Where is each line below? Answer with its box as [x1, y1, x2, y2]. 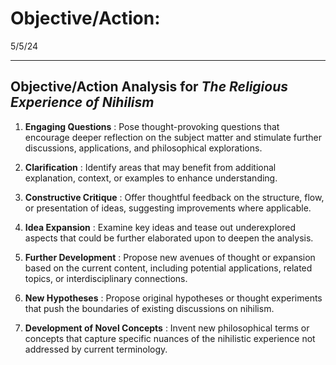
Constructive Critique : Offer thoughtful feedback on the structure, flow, [24, 191, 325, 203]
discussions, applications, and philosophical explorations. [24, 142, 263, 154]
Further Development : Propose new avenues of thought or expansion [24, 251, 316, 263]
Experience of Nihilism [10, 94, 155, 111]
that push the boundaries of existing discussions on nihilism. [24, 302, 275, 314]
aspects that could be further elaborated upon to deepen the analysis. [24, 232, 314, 244]
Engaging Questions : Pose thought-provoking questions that [24, 120, 280, 132]
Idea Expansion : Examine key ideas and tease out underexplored [24, 221, 297, 233]
